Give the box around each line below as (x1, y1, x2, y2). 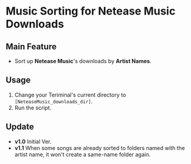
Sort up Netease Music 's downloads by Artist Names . (14, 58, 151, 64)
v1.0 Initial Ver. (14, 138, 52, 145)
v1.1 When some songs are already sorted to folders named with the (14, 144, 185, 151)
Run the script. (14, 104, 52, 111)
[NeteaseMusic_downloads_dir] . (14, 97, 93, 104)
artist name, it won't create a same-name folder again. (14, 151, 151, 158)
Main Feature (5, 41, 57, 52)
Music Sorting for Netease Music (5, 4, 176, 18)
